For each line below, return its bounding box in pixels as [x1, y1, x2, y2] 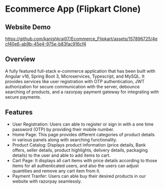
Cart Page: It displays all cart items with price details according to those [12, 157, 158, 163]
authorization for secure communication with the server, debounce [5, 84, 140, 89]
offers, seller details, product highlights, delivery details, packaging [12, 147, 148, 153]
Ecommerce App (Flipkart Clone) [5, 3, 141, 15]
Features [5, 108, 33, 117]
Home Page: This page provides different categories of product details [12, 131, 155, 137]
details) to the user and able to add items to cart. [12, 152, 111, 158]
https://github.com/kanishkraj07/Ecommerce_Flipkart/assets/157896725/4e [5, 36, 158, 42]
